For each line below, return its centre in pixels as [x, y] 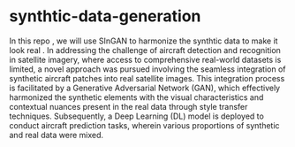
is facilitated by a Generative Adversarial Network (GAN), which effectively [145, 88]
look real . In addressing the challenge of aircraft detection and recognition [145, 50]
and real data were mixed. [57, 135]
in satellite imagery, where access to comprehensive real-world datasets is [145, 59]
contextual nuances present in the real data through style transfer [129, 106]
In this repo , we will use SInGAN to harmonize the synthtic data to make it [144, 41]
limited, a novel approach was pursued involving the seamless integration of [147, 69]
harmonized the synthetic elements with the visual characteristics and [136, 97]
